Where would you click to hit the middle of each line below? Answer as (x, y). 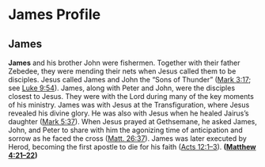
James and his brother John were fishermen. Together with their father (124, 63)
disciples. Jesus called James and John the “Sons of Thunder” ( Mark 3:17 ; (130, 80)
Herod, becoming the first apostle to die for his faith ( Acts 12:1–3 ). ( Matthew (132, 147)
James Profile (55, 15)
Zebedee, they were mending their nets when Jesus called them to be (122, 71)
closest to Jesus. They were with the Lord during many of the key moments (131, 96)
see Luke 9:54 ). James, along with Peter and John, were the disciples (122, 88)
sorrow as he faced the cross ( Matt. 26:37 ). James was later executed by (127, 139)
